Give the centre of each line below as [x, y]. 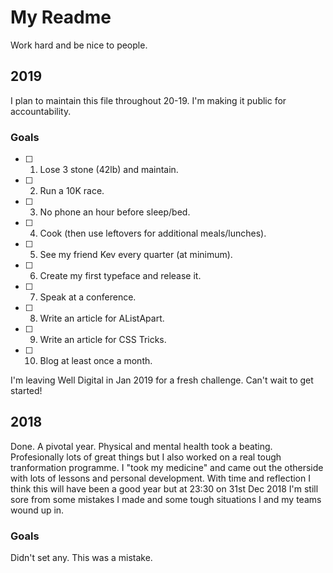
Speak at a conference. [88, 297]
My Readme [61, 17]
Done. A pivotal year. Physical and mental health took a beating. [141, 446]
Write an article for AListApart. [102, 318]
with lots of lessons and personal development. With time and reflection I [160, 478]
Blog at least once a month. [96, 361]
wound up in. [37, 510]
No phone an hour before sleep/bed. [115, 212]
